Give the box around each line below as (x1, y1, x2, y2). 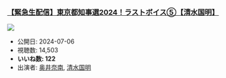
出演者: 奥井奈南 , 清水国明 (17, 64, 91, 72)
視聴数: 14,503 (17, 46, 59, 55)
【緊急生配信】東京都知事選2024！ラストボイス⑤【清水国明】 (7, 7, 219, 17)
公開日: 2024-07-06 (17, 37, 75, 46)
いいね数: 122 (17, 55, 56, 63)
